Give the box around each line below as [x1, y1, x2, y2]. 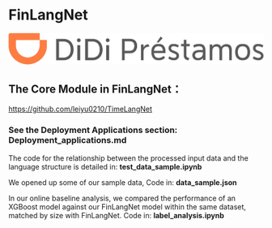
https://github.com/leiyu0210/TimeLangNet [8, 104, 152, 114]
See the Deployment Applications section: [8, 124, 178, 136]
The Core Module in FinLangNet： [8, 82, 182, 96]
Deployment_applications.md [8, 135, 127, 146]
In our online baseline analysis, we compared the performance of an [8, 193, 236, 203]
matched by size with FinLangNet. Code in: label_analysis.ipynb [8, 210, 225, 220]
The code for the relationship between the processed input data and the [8, 153, 249, 163]
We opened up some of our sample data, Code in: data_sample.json [8, 177, 237, 187]
